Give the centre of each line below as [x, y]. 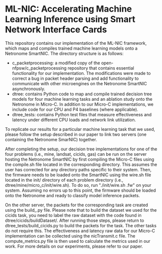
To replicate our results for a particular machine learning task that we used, [80, 129]
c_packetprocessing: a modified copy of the [56, 63]
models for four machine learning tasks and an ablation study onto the [82, 99]
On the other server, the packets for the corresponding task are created [77, 205]
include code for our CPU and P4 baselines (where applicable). [75, 109]
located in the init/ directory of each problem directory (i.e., [64, 180]
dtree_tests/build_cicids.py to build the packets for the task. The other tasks [81, 225]
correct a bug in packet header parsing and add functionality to [75, 78]
